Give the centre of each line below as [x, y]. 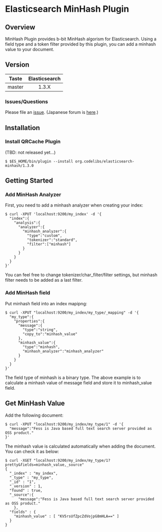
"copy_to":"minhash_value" [50, 334]
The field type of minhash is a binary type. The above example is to [73, 377]
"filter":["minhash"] [49, 244]
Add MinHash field [28, 293]
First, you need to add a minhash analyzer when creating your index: [74, 205]
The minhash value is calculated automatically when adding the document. [80, 446]
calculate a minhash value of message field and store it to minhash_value [79, 383]
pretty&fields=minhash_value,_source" [45, 465]
